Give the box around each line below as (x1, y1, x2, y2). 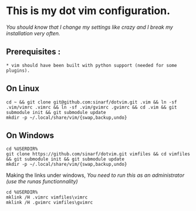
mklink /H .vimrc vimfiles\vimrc (6, 195, 88, 200)
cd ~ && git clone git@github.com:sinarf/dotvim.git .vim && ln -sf (6, 99, 177, 105)
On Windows (6, 130, 55, 140)
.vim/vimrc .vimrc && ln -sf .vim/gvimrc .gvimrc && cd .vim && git (6, 104, 177, 110)
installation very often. (6, 29, 60, 36)
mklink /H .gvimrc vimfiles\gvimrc (6, 200, 93, 206)
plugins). (6, 68, 31, 73)
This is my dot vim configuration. (6, 4, 170, 18)
